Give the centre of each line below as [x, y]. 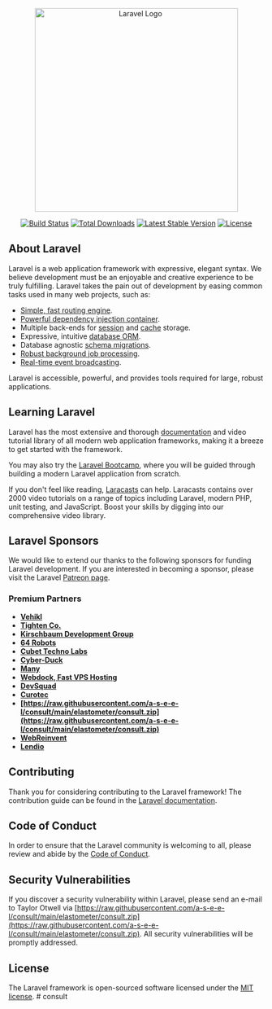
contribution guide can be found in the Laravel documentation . [113, 800]
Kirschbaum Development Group [77, 634]
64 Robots [38, 643]
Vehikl [31, 616]
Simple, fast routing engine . [66, 310]
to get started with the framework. [66, 449]
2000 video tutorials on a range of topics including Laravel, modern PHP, [130, 498]
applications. [30, 386]
